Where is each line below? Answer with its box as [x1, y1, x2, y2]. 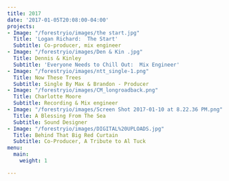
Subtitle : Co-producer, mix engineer [13, 42, 122, 49]
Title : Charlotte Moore [13, 94, 81, 100]
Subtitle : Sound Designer [13, 118, 88, 126]
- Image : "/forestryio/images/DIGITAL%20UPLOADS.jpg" [7, 125, 165, 132]
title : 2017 [7, 10, 41, 17]
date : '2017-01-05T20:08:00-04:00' [7, 17, 109, 23]
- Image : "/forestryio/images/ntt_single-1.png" [7, 67, 149, 74]
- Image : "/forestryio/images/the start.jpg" [7, 29, 140, 36]
